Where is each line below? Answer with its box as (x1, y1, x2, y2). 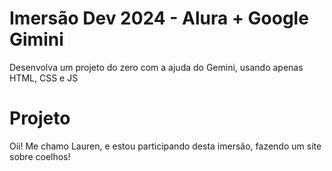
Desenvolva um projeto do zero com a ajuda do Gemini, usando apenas (9, 61, 304, 73)
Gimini (9, 28, 64, 51)
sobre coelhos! (9, 150, 71, 162)
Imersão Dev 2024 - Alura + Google (9, 7, 309, 30)
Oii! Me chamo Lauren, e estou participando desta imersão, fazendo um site (9, 140, 322, 152)
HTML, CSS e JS (9, 72, 79, 84)
